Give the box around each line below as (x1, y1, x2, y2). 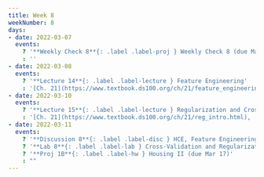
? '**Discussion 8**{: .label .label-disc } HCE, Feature (22, 135, 216, 143)
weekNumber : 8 (8, 19, 55, 27)
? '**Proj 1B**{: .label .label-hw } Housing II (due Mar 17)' (22, 150, 234, 157)
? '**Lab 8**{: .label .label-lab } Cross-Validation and (22, 143, 216, 150)
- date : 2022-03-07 (8, 33, 72, 42)
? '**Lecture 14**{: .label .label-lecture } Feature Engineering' (22, 77, 247, 85)
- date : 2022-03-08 (8, 63, 72, 70)
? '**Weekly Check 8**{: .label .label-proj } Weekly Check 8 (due (22, 48, 247, 56)
